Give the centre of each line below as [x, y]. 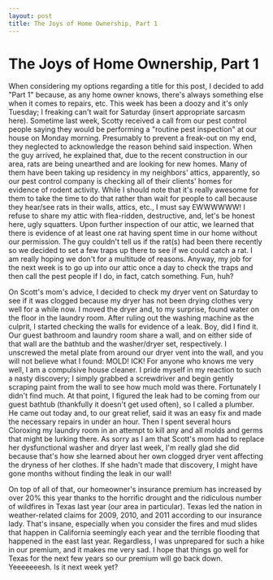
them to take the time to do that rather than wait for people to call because [133, 198]
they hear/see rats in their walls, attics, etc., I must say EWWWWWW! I [127, 207]
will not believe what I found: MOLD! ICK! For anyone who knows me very [131, 361]
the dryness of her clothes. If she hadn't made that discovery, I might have [133, 465]
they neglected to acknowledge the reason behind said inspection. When [131, 146]
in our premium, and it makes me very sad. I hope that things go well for [129, 550]
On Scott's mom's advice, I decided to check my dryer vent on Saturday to [133, 292]
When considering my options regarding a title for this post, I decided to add [136, 86]
